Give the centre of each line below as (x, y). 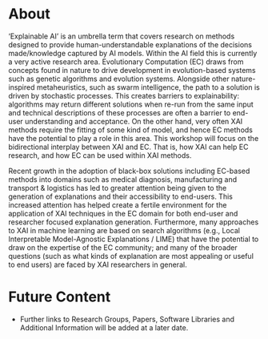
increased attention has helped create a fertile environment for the (118, 204)
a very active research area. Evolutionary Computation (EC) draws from (126, 62)
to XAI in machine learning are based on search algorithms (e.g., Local (124, 230)
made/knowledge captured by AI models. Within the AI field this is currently (133, 53)
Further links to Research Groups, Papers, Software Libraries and (127, 319)
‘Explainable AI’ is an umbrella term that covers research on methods (122, 36)
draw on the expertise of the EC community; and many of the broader (123, 247)
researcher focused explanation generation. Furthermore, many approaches (134, 222)
